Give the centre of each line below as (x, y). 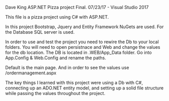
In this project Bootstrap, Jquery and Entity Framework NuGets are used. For (84, 27)
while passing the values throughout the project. (55, 93)
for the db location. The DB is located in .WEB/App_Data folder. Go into (78, 53)
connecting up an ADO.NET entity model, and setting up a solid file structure (84, 88)
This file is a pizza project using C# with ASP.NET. (57, 17)
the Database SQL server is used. (40, 32)
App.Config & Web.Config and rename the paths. (56, 58)
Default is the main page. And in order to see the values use (67, 68)
